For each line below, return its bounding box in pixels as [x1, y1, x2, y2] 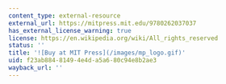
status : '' [8, 42, 45, 50]
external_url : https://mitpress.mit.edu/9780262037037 [8, 19, 197, 27]
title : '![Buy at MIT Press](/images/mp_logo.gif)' [8, 49, 186, 57]
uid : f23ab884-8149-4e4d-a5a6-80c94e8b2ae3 [8, 57, 157, 65]
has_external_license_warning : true [8, 26, 132, 34]
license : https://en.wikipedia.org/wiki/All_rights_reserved [8, 34, 219, 42]
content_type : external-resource [8, 11, 121, 20]
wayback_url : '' [8, 64, 63, 72]
